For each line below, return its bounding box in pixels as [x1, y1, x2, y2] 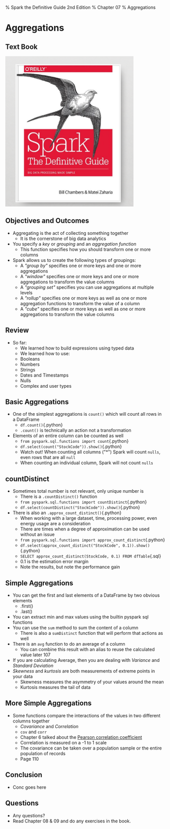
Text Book [5, 42, 38, 51]
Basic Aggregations [5, 397, 69, 407]
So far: [12, 339, 27, 345]
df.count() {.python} [20, 422, 63, 428]
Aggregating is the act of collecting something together [12, 230, 128, 236]
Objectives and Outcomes [5, 217, 89, 225]
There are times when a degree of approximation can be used [20, 526, 150, 532]
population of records [20, 750, 66, 756]
